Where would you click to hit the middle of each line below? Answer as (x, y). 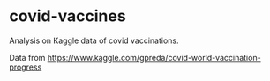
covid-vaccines (67, 16)
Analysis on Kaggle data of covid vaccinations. (94, 40)
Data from (27, 57)
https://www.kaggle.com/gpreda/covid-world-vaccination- (154, 57)
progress (26, 67)
